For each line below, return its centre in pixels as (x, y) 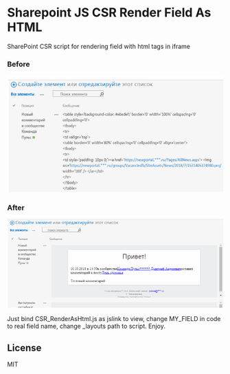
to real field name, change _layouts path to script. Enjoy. (87, 326)
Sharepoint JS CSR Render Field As (109, 13)
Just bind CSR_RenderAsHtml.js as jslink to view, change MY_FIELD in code (114, 319)
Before (19, 64)
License (24, 348)
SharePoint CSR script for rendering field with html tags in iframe (99, 46)
